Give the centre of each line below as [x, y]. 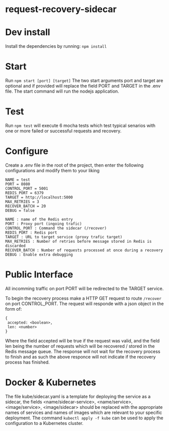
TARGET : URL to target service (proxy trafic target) [64, 237]
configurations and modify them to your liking [52, 170]
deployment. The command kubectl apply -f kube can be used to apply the [84, 418]
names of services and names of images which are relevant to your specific [84, 412]
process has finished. [28, 362]
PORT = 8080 [18, 184]
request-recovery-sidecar [61, 9]
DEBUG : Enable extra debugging [39, 255]
